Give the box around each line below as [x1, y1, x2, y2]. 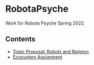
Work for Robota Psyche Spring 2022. [5, 20, 85, 26]
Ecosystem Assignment [12, 54, 63, 60]
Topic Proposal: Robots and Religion [12, 48, 89, 54]
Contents [5, 35, 36, 44]
